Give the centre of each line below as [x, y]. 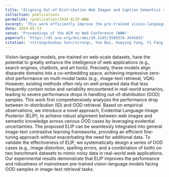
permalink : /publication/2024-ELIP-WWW [47, 19]
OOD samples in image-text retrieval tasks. [50, 169]
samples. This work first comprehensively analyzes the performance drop [82, 100]
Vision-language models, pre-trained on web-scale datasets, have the [78, 57]
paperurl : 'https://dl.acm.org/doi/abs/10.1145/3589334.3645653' [75, 38]
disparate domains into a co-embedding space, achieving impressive [77, 73]
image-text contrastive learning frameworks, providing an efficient [74, 132]
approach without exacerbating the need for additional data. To [85, 137]
